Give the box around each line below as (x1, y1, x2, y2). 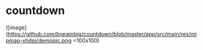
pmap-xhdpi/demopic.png (6, 37, 72, 44)
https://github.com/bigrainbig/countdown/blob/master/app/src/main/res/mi (7, 30, 197, 37)
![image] (6, 24, 27, 31)
